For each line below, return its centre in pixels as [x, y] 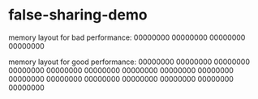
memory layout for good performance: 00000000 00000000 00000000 [129, 62]
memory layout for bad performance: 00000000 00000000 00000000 [127, 37]
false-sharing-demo [78, 15]
